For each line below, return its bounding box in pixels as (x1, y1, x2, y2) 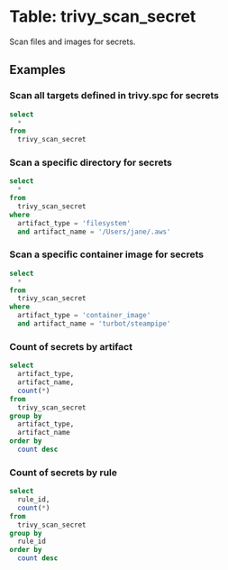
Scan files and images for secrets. (9, 36, 136, 47)
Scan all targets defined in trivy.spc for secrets (9, 89, 219, 102)
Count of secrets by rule (9, 466, 118, 479)
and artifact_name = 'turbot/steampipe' (17, 319, 171, 328)
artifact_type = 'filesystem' (17, 218, 131, 227)
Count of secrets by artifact (9, 340, 133, 353)
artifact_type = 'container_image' (17, 311, 151, 320)
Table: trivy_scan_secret (9, 6, 196, 27)
